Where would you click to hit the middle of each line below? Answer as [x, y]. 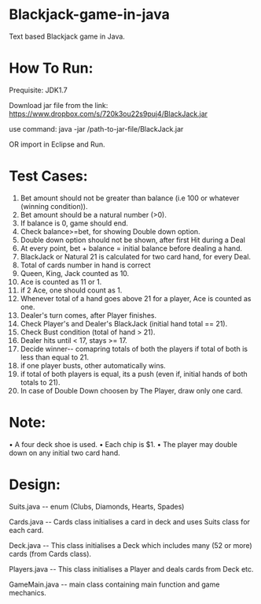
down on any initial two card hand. [64, 453]
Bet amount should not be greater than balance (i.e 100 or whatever [130, 198]
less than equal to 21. [55, 357]
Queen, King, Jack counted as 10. [75, 273]
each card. [26, 530]
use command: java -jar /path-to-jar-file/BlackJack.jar [96, 129]
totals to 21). [40, 382]
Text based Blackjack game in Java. [67, 36]
